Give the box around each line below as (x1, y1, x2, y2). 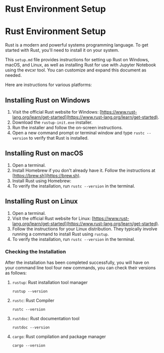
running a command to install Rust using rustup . (12, 231, 109, 237)
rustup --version (12, 289, 48, 294)
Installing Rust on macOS (5, 149, 83, 158)
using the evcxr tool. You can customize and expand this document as (5, 67, 147, 73)
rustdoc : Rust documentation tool (12, 315, 80, 321)
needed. (5, 72, 22, 78)
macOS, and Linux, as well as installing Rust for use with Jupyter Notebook (5, 62, 156, 68)
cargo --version (12, 343, 46, 348)
